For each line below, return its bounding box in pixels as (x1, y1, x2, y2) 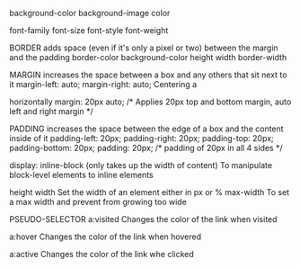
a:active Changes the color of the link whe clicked (9, 249, 195, 259)
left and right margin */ (9, 106, 94, 116)
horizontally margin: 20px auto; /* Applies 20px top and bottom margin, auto (9, 96, 292, 107)
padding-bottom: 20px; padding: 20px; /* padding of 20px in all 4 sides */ (9, 143, 283, 153)
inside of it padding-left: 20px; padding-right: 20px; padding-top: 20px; (9, 133, 274, 143)
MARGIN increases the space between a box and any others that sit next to (9, 69, 287, 80)
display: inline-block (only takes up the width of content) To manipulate (9, 160, 272, 170)
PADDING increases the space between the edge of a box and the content (9, 123, 285, 134)
